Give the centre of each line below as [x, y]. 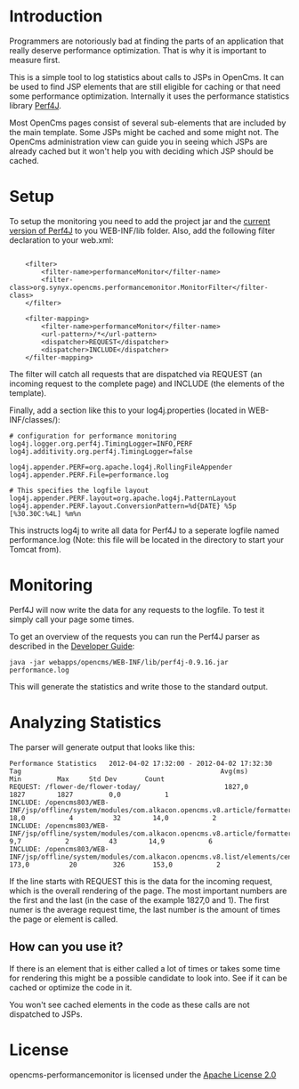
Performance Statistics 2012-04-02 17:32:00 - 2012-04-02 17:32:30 [141, 763]
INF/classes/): [35, 419]
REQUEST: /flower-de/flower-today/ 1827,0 [129, 786]
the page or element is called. [64, 919]
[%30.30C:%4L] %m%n [45, 513]
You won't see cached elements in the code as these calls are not [130, 1004]
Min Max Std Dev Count [87, 779]
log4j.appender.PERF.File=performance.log [89, 475]
